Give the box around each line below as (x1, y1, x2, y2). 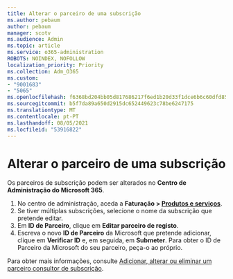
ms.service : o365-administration (7, 49, 104, 56)
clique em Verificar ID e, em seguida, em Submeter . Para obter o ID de (17, 236, 221, 244)
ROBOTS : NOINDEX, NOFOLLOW (7, 55, 85, 62)
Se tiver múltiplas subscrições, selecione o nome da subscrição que (17, 207, 213, 215)
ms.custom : (7, 74, 39, 82)
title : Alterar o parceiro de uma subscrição (7, 10, 141, 17)
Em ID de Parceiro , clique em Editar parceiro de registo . (17, 222, 179, 230)
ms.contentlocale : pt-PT (7, 113, 79, 120)
